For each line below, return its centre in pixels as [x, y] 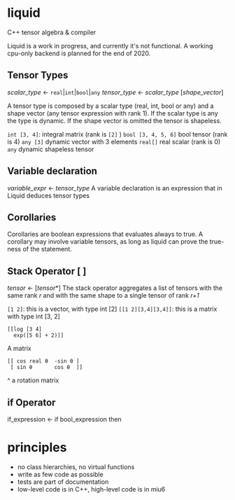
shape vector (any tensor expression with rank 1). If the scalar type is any [113, 113]
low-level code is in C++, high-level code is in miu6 [91, 489]
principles [37, 448]
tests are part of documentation [63, 482]
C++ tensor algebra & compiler [52, 32]
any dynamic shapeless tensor [51, 149]
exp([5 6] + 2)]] [39, 335]
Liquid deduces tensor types [48, 195]
